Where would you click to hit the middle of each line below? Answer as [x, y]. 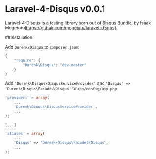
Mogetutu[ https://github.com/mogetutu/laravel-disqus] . [61, 27]
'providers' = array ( [27, 98]
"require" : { [27, 60]
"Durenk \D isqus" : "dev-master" [55, 65]
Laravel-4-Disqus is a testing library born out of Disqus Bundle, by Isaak [78, 23]
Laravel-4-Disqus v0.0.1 [55, 9]
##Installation [19, 37]
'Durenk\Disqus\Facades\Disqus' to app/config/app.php [61, 89]
